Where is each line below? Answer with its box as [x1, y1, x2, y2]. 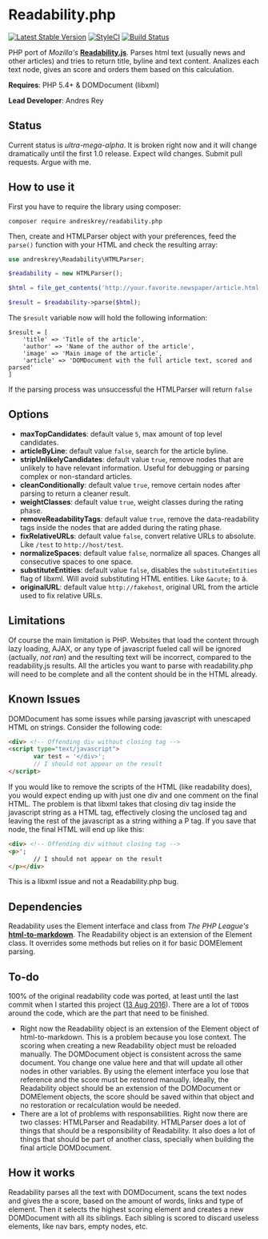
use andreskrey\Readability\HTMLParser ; [8, 255, 146, 263]
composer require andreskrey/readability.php [8, 217, 162, 225]
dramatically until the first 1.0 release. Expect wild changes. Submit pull [8, 148, 242, 158]
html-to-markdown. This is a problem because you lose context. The [19, 1032, 246, 1042]
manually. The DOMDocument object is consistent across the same [19, 1049, 242, 1059]
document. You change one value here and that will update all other [19, 1058, 243, 1067]
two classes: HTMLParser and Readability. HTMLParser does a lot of [19, 1117, 246, 1127]
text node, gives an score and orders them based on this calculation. [8, 64, 234, 74]
